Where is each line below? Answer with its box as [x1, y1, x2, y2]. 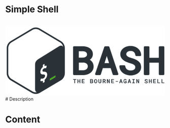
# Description [5, 95, 34, 102]
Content [5, 114, 41, 125]
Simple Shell [5, 4, 59, 15]
